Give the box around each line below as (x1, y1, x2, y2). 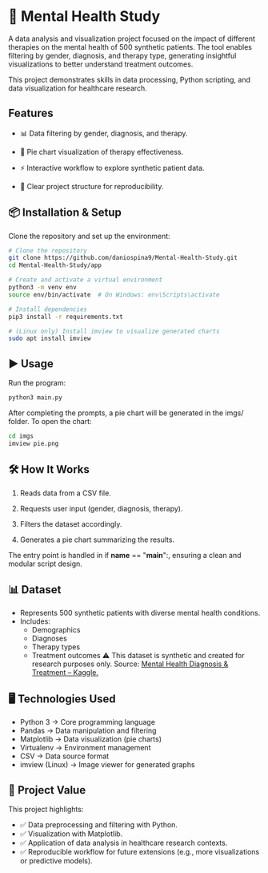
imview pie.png (8, 439, 59, 447)
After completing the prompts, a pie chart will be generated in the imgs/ (8, 408, 244, 418)
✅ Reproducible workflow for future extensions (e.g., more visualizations (19, 847, 260, 856)
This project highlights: (8, 805, 84, 814)
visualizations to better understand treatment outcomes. (8, 59, 194, 69)
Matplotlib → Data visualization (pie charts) (19, 734, 162, 744)
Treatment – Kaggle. (31, 668, 98, 677)
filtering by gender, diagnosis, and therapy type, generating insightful (8, 51, 237, 60)
